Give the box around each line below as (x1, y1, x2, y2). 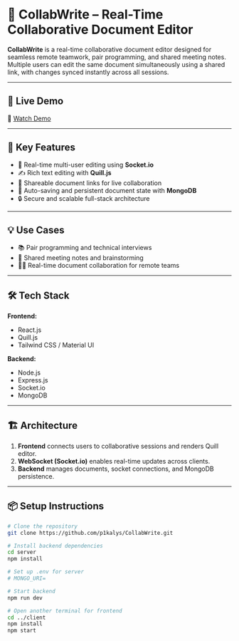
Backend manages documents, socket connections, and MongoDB (17, 464, 215, 473)
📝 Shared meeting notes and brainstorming (17, 254, 144, 262)
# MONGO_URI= (7, 575, 46, 583)
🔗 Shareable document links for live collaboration (17, 178, 162, 187)
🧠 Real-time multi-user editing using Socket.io (17, 160, 154, 169)
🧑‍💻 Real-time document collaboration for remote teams (17, 261, 180, 270)
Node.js (17, 368, 41, 377)
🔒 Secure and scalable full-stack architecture (17, 194, 150, 202)
